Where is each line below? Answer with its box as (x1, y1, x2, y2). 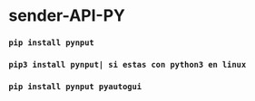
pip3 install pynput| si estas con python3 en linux (8, 60, 247, 70)
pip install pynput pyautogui (8, 81, 142, 91)
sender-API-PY (8, 5, 126, 26)
